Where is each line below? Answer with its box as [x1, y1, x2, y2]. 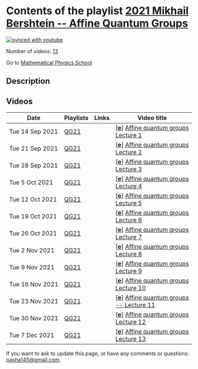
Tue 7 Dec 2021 [9, 331, 55, 339]
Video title [137, 114, 167, 122]
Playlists [64, 114, 89, 122]
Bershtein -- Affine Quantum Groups [6, 17, 189, 30]
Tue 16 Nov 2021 [9, 280, 59, 289]
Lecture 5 [115, 199, 143, 207]
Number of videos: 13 [6, 47, 58, 54]
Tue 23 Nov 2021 [9, 297, 59, 305]
